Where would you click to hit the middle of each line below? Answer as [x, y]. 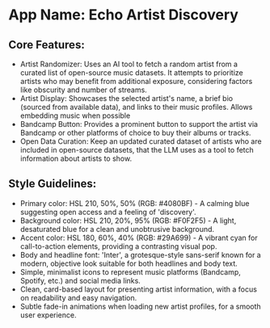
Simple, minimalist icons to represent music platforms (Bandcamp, [130, 271]
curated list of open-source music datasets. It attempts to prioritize [132, 73]
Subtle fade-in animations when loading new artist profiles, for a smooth [140, 306]
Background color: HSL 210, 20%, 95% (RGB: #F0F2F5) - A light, [128, 221]
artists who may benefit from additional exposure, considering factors [136, 81]
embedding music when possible [75, 116]
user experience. [48, 315]
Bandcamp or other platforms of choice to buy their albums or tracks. [135, 132]
